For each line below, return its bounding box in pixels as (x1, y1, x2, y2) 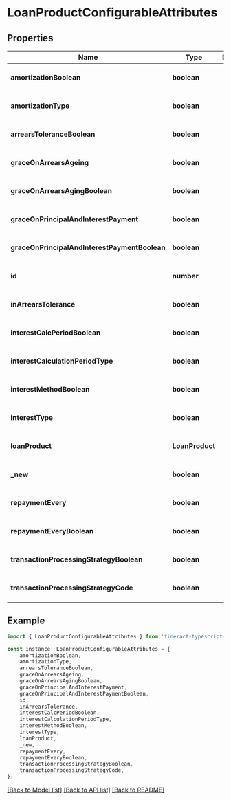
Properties (7, 32, 54, 44)
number (172, 271, 199, 280)
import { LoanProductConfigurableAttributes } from (7, 633, 158, 640)
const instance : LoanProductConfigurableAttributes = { (7, 645, 170, 652)
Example (7, 615, 45, 627)
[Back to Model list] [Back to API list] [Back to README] (7, 786, 165, 795)
